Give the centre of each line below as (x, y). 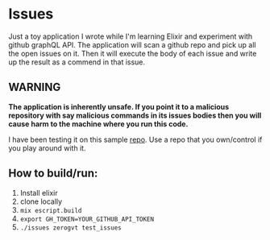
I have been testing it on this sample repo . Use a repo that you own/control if (135, 139)
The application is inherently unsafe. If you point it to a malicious (119, 106)
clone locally (41, 201)
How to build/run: (53, 174)
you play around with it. (47, 148)
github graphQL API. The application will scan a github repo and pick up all (132, 44)
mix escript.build (51, 210)
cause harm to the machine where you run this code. (98, 124)
